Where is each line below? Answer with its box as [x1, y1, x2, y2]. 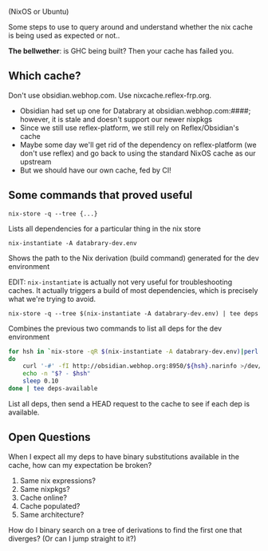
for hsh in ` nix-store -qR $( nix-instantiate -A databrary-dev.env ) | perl [8, 347, 259, 355]
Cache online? [19, 493, 68, 502]
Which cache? [8, 69, 81, 83]
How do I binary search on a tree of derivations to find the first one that [8, 525, 242, 534]
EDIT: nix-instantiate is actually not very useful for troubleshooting [8, 277, 233, 287]
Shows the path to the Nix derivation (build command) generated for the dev [8, 253, 259, 263]
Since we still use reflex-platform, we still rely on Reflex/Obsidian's [19, 123, 239, 133]
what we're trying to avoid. [8, 294, 97, 303]
